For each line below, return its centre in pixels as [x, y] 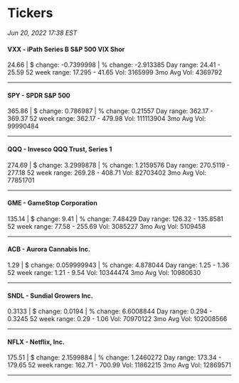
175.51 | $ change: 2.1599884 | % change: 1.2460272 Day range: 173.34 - [115, 357]
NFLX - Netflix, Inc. [36, 342]
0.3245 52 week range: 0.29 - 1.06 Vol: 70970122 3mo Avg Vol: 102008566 [117, 319]
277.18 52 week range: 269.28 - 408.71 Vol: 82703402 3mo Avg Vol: [107, 173]
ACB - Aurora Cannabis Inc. [49, 249]
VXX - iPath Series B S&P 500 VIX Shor [66, 49]
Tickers [30, 13]
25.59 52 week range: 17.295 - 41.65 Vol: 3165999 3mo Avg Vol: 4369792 [115, 72]
